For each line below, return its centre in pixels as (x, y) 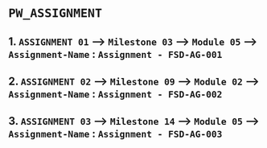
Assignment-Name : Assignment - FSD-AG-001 (115, 54)
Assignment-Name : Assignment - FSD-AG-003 (115, 134)
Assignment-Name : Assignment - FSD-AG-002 (115, 94)
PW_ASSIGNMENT (55, 13)
